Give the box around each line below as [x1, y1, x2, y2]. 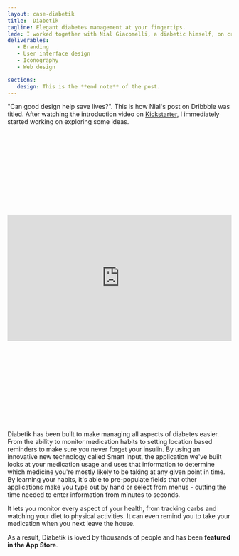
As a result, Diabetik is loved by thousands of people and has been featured [7, 532, 231, 542]
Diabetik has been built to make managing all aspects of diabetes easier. [7, 429, 219, 438]
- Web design [16, 63, 55, 71]
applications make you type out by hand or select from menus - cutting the [7, 483, 227, 491]
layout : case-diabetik [7, 10, 75, 18]
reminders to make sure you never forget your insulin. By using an [7, 445, 201, 453]
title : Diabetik [7, 17, 59, 24]
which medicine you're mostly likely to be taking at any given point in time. [7, 468, 225, 476]
